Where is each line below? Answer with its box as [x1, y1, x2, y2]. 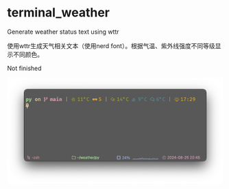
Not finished [7, 64, 43, 72]
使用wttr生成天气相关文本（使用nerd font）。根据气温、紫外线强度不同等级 [7, 41, 215, 49]
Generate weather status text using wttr [7, 27, 119, 36]
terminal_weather [7, 5, 110, 21]
